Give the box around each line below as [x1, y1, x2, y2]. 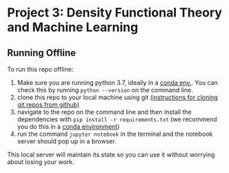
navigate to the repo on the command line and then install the [17, 108, 192, 116]
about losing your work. [7, 158, 74, 166]
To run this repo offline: [7, 65, 74, 73]
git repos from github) [17, 101, 80, 108]
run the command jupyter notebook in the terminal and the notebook [17, 130, 213, 138]
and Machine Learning [7, 19, 139, 35]
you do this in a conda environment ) [17, 123, 120, 130]
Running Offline [7, 47, 77, 59]
